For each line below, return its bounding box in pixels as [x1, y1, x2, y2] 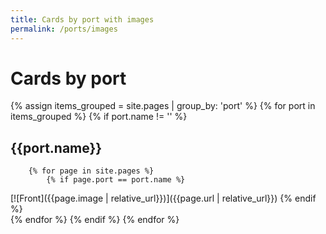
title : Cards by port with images [10, 14, 155, 25]
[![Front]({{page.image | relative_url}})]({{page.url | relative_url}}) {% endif [10, 192, 317, 205]
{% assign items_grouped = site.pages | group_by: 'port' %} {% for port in [10, 100, 316, 112]
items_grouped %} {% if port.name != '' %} [10, 111, 188, 123]
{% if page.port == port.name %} [46, 175, 186, 185]
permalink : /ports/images [10, 24, 118, 34]
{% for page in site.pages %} [28, 166, 155, 176]
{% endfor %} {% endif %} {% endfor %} [10, 214, 180, 226]
